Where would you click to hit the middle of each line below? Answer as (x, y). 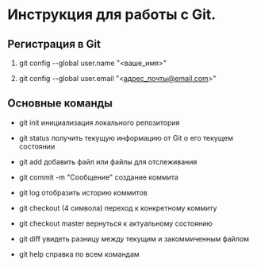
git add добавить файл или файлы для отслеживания (108, 161)
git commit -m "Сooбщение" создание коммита (99, 177)
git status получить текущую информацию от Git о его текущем (126, 137)
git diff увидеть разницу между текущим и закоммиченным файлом (134, 238)
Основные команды (60, 104)
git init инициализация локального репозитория (99, 122)
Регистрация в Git (54, 44)
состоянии (37, 146)
